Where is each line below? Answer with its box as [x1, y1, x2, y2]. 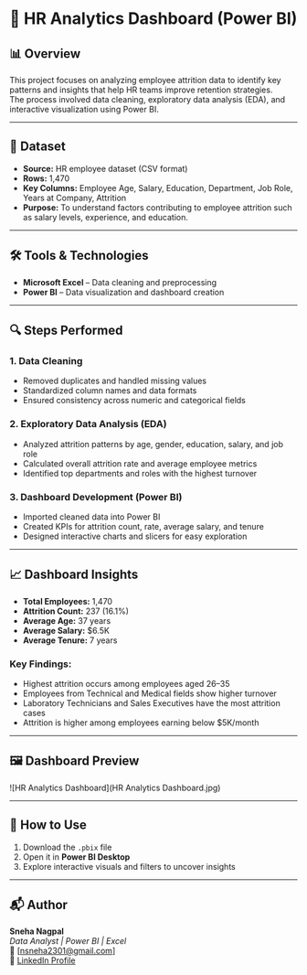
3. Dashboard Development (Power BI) [9, 490, 183, 503]
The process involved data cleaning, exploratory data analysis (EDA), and [9, 94, 286, 104]
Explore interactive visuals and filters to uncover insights [22, 861, 236, 872]
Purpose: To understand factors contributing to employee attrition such [22, 201, 292, 213]
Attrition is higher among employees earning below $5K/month [22, 717, 259, 728]
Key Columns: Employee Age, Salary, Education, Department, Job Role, [22, 182, 294, 193]
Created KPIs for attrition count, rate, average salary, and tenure [22, 520, 265, 531]
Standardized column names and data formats [22, 385, 197, 396]
